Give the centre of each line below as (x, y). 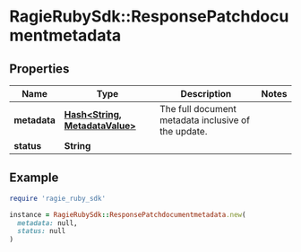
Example (34, 178)
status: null (42, 231)
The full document (198, 109)
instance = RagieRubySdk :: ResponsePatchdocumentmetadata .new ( (128, 214)
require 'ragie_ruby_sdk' (57, 198)
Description (206, 94)
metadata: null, (47, 223)
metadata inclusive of (205, 120)
